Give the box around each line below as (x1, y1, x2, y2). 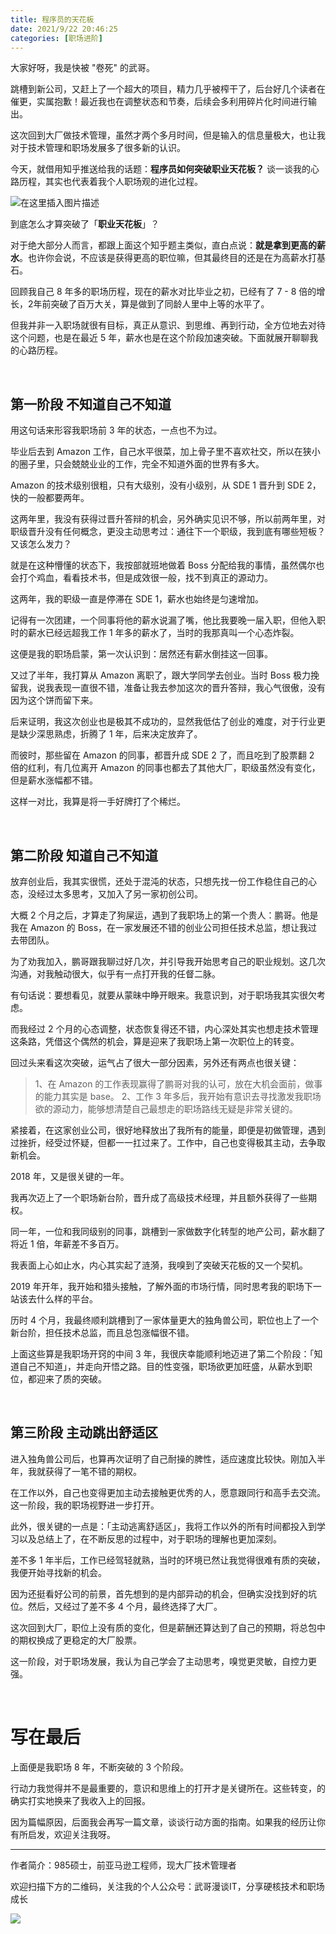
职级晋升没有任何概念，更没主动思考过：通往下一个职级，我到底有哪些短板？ (10, 526, 326, 538)
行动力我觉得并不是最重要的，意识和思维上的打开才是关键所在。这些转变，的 (10, 1782, 326, 1794)
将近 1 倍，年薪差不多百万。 (10, 1238, 125, 1250)
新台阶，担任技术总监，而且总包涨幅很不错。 (10, 1327, 195, 1338)
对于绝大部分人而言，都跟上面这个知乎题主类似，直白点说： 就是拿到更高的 (10, 239, 317, 251)
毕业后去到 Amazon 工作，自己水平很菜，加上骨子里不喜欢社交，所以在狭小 (10, 446, 321, 458)
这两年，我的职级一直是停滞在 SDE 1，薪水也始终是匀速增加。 (10, 593, 265, 605)
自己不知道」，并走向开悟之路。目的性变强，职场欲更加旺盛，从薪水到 (18, 1361, 304, 1372)
